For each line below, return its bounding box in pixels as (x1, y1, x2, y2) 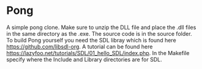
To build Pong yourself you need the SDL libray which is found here (6, 36, 176, 44)
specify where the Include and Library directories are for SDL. (6, 56, 162, 63)
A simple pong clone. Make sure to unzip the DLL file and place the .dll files (6, 24, 196, 31)
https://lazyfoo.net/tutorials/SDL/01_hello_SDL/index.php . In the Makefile (6, 49, 190, 56)
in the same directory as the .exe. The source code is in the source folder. (6, 30, 192, 37)
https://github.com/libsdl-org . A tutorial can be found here (6, 43, 153, 50)
